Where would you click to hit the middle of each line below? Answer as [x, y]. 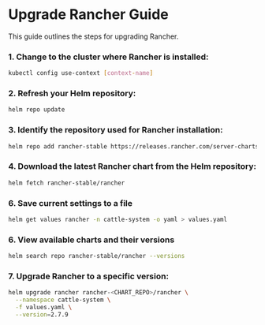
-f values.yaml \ [44, 308]
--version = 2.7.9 [42, 314]
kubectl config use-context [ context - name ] [81, 73]
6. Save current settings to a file [70, 203]
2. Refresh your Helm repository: [72, 94]
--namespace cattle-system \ [63, 300]
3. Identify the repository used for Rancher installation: [116, 130]
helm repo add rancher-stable [58, 146]
